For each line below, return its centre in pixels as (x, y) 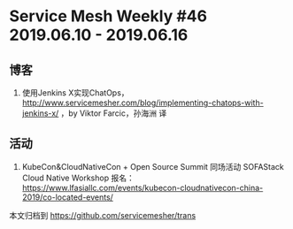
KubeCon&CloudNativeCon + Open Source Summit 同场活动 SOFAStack (153, 166)
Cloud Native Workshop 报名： (78, 178)
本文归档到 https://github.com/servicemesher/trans (103, 215)
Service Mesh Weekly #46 (108, 16)
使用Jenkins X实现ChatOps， (76, 93)
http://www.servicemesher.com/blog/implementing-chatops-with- (143, 103)
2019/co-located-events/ (67, 197)
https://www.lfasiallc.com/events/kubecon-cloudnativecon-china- (143, 187)
